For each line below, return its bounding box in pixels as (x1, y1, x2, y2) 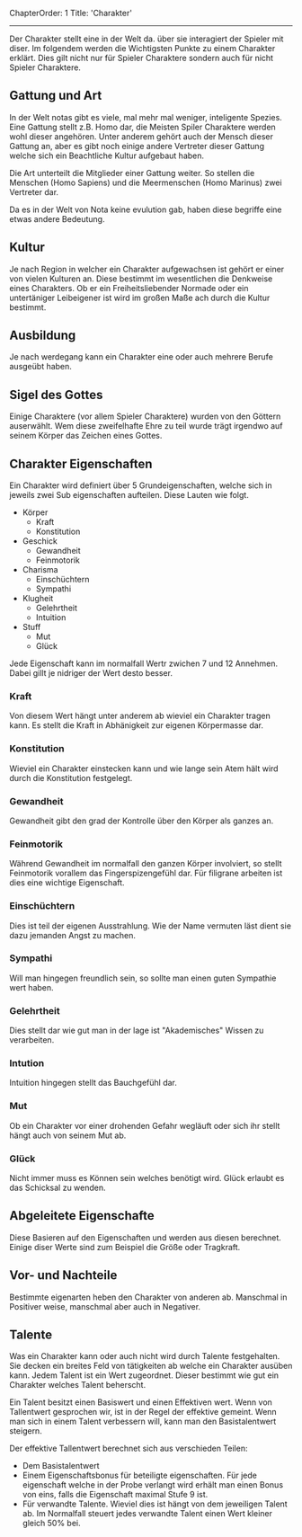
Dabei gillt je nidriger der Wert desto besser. (9, 668, 173, 679)
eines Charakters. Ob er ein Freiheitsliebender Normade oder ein (9, 282, 249, 293)
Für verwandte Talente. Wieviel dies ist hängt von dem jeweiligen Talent (22, 1498, 288, 1509)
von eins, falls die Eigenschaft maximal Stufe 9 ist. (22, 1489, 209, 1500)
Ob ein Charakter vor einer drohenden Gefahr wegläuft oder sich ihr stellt (9, 1120, 280, 1131)
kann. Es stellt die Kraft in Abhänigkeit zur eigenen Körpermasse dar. (9, 720, 263, 731)
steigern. (9, 1426, 42, 1436)
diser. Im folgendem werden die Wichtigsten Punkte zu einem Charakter (9, 43, 276, 53)
